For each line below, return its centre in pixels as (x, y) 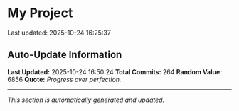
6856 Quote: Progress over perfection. (64, 79)
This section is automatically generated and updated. (86, 100)
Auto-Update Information (65, 55)
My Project (40, 13)
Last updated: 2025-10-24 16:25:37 (59, 33)
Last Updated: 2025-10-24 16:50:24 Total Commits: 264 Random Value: (115, 71)
